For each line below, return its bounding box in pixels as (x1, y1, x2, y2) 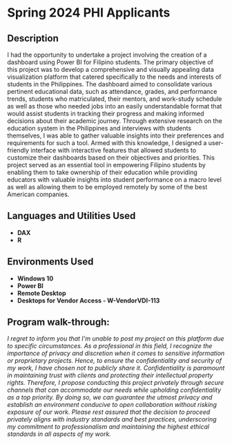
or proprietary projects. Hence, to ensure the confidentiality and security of (7, 357, 222, 365)
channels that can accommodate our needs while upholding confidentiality (7, 386, 222, 395)
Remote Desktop (17, 289, 66, 297)
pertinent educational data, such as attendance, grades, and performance (7, 88, 217, 95)
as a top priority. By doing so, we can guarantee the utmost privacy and (7, 393, 213, 401)
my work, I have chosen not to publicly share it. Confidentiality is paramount (7, 364, 225, 372)
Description (7, 32, 59, 44)
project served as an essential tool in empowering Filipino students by (7, 161, 206, 169)
